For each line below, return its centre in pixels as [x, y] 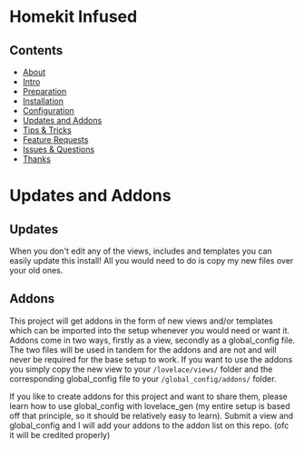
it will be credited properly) [60, 434]
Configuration [48, 110]
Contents [36, 50]
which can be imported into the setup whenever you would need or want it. [150, 330]
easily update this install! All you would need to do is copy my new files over [152, 260]
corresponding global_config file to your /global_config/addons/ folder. [143, 378]
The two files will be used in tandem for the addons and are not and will [143, 349]
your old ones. [36, 270]
